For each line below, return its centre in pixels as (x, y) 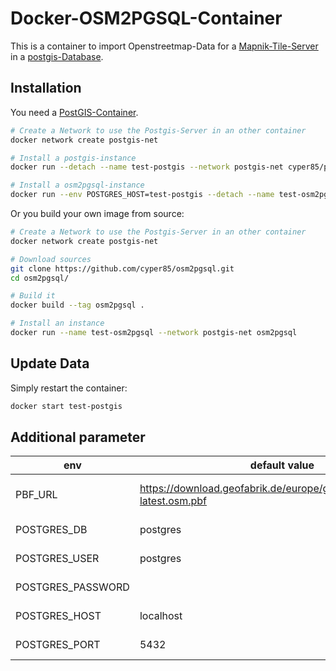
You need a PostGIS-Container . (74, 112)
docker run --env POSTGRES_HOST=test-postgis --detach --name (142, 195)
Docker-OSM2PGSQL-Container (146, 18)
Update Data (50, 363)
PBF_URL (36, 495)
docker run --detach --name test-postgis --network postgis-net (147, 167)
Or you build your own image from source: (97, 213)
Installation (46, 88)
